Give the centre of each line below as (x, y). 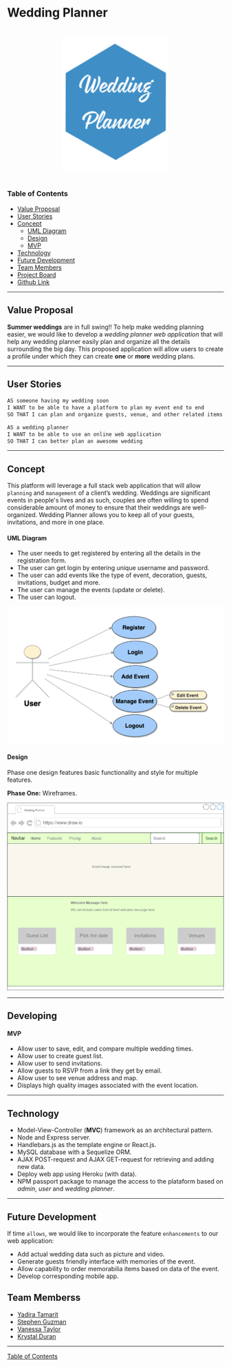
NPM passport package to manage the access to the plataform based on (120, 1182)
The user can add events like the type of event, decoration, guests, (112, 575)
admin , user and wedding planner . (66, 1189)
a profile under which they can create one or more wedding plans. (101, 356)
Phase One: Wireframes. (42, 793)
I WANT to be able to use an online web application (84, 435)
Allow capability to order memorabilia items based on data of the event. (118, 1269)
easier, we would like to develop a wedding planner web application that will (115, 334)
